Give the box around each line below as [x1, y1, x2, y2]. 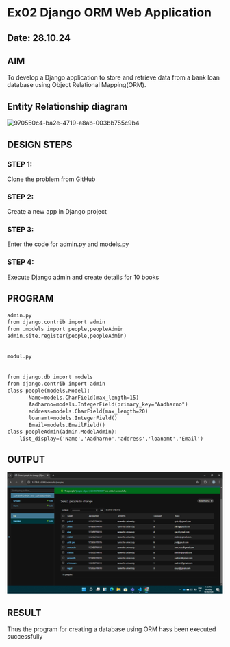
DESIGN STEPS [7, 138, 73, 150]
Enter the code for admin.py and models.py [7, 240, 129, 248]
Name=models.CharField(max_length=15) [28, 394, 139, 401]
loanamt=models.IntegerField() [28, 415, 118, 422]
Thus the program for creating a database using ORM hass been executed [7, 625, 216, 633]
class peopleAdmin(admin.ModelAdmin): [7, 428, 118, 435]
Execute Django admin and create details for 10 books [7, 273, 159, 281]
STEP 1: [7, 159, 33, 169]
